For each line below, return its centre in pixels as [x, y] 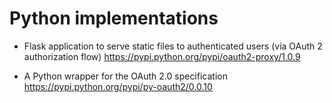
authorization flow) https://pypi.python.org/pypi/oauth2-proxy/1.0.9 [162, 56]
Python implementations [114, 18]
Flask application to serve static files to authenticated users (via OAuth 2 [173, 46]
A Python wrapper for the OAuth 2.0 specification [125, 76]
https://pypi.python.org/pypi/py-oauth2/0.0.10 [118, 86]
